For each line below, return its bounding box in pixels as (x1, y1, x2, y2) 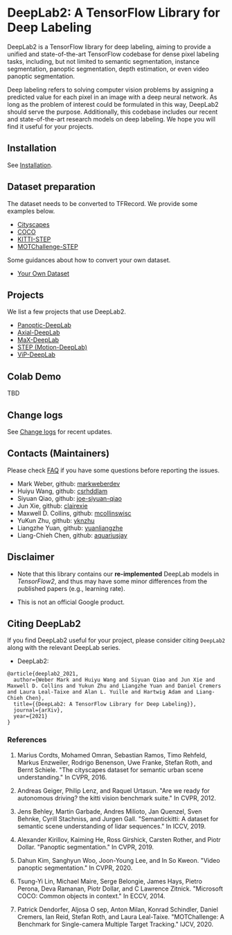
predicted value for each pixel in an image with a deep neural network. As (7, 92, 217, 101)
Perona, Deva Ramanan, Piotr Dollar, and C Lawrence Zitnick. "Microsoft (17, 884, 224, 893)
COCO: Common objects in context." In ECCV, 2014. (17, 891, 166, 900)
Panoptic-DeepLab (17, 321, 71, 329)
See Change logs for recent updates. (7, 428, 113, 436)
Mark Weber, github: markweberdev (17, 479, 121, 488)
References (7, 735, 47, 745)
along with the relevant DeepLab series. (7, 644, 121, 652)
